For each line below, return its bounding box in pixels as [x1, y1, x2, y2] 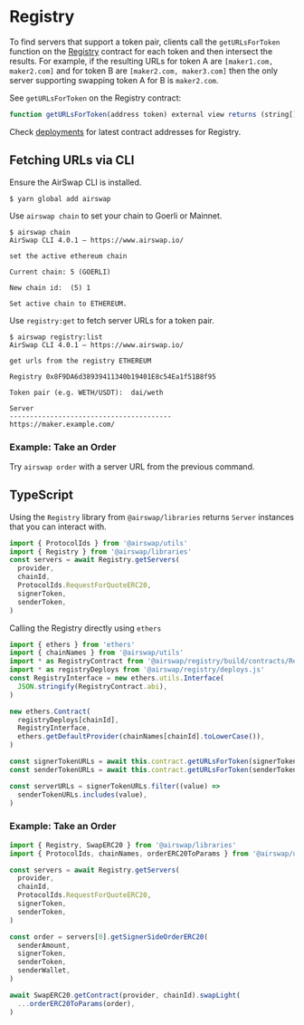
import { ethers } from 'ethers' [9, 640, 136, 649]
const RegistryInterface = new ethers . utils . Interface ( [9, 673, 224, 683]
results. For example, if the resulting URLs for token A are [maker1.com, [9, 55, 274, 66]
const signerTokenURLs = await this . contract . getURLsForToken [9, 757, 249, 767]
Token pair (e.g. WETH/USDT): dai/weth [9, 388, 165, 397]
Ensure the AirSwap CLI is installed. [9, 177, 142, 188]
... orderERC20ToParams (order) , [17, 999, 136, 1008]
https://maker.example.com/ [9, 420, 116, 429]
